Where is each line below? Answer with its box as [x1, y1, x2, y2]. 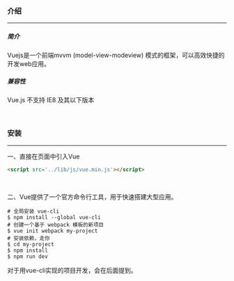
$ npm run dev [7, 253, 49, 260]
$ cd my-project [7, 241, 54, 248]
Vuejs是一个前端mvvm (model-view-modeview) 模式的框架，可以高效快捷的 [7, 51, 225, 60]
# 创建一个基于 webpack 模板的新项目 [7, 221, 104, 229]
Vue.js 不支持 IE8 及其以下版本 [7, 96, 95, 104]
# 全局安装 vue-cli [7, 208, 60, 215]
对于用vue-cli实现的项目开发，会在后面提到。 [7, 266, 137, 275]
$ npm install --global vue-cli [7, 214, 101, 221]
